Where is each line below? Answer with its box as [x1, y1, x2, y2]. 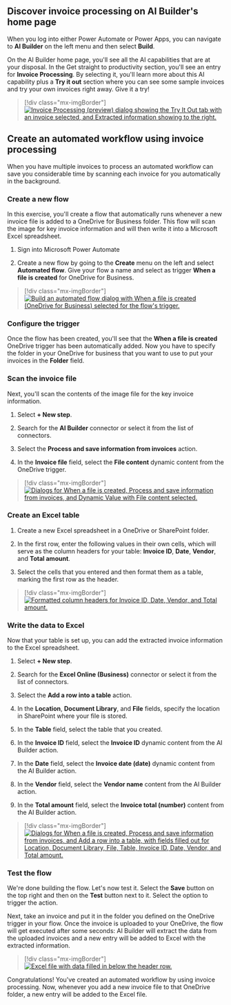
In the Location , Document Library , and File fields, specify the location [17, 705, 221, 713]
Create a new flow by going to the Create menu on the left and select [17, 259, 214, 267]
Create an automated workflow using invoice [7, 133, 204, 145]
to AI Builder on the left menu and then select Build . [7, 42, 155, 50]
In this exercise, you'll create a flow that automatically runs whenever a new [7, 210, 223, 218]
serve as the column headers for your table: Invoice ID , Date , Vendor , [17, 546, 216, 555]
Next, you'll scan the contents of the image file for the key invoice [7, 389, 194, 398]
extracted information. [7, 941, 70, 950]
